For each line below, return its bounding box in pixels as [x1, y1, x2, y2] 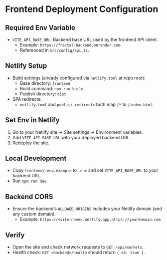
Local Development [5, 154, 67, 163]
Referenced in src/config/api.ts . [19, 47, 89, 53]
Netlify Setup [5, 61, 47, 70]
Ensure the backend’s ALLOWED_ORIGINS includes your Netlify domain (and [12, 206, 162, 212]
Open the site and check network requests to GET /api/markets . [12, 244, 144, 250]
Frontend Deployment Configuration [5, 3, 159, 15]
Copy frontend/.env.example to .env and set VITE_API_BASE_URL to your [12, 167, 159, 173]
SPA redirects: [12, 96, 42, 102]
